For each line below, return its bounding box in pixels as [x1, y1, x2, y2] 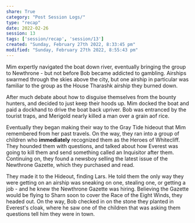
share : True [6, 8, 35, 15]
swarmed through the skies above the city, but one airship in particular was [6, 76, 189, 83]
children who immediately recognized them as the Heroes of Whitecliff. [6, 136, 180, 143]
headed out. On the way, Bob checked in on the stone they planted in [6, 198, 174, 205]
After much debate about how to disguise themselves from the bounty [6, 93, 177, 100]
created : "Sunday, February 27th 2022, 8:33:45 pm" [6, 42, 135, 48]
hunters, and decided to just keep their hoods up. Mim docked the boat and [6, 100, 190, 107]
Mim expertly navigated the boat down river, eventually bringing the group [6, 63, 186, 70]
